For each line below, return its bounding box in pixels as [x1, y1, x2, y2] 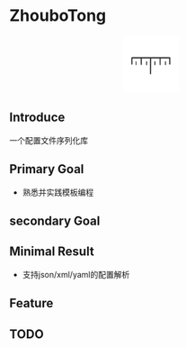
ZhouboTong [9, 5, 107, 26]
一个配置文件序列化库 [9, 134, 88, 145]
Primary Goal [9, 161, 84, 177]
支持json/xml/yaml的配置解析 [22, 269, 130, 279]
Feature [9, 296, 54, 311]
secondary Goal [9, 213, 101, 228]
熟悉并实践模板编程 [22, 187, 94, 197]
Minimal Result [9, 244, 94, 260]
